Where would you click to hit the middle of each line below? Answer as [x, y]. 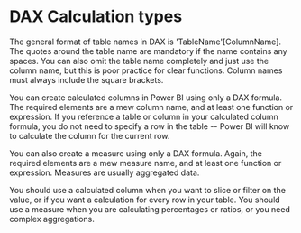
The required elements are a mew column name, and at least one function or [151, 107]
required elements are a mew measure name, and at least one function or [146, 163]
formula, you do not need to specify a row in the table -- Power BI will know [150, 126]
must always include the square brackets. [87, 79]
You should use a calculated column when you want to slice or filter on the [148, 190]
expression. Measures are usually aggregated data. [105, 172]
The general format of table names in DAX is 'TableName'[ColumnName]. [146, 42]
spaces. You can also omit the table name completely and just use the [139, 61]
